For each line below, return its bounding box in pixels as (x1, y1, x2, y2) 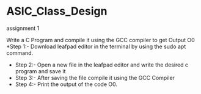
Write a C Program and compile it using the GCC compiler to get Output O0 (6, 36, 196, 43)
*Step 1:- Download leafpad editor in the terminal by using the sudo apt (6, 43, 186, 50)
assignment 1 (6, 24, 40, 32)
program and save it (15, 67, 66, 74)
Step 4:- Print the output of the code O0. (15, 81, 118, 88)
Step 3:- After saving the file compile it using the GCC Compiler (15, 74, 175, 81)
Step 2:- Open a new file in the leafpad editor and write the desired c (15, 61, 189, 68)
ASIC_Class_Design (6, 4, 108, 18)
